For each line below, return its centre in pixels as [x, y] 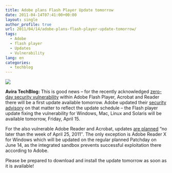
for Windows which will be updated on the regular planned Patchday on [81, 140]
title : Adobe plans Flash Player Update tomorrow [60, 10]
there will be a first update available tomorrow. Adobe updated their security [86, 103]
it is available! [20, 166]
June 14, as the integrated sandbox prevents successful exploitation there [83, 145]
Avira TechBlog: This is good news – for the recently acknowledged [77, 92]
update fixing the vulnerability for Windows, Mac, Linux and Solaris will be [83, 113]
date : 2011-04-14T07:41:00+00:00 [41, 15]
